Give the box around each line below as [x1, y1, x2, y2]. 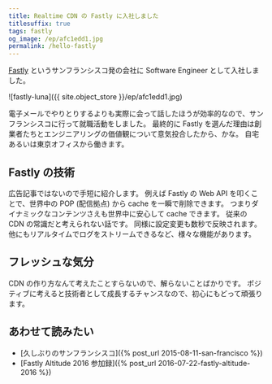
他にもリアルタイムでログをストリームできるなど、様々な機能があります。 [8, 229, 256, 238]
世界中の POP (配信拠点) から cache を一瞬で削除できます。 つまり [29, 199, 252, 208]
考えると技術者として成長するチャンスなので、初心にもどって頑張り [36, 288, 263, 298]
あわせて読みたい [8, 325, 94, 338]
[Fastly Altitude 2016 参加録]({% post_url [19, 358, 157, 368]
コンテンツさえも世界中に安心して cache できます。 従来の [50, 208, 248, 218]
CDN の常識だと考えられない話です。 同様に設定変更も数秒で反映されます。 [8, 219, 261, 229]
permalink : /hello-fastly [8, 42, 96, 50]
